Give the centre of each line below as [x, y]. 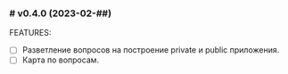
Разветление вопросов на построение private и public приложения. [151, 50]
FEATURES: [30, 33]
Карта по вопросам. [61, 60]
